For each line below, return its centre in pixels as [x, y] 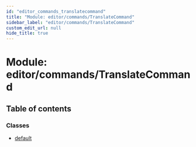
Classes [18, 125]
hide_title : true [27, 33]
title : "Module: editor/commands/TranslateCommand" [70, 17]
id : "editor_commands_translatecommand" [56, 11]
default [23, 138]
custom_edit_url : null [34, 28]
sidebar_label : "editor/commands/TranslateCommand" [70, 22]
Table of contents [39, 109]
